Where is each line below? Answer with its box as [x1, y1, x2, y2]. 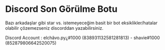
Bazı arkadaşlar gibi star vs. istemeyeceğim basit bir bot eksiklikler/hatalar [5, 20, 157, 26]
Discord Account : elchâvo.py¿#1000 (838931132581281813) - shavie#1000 [5, 35, 160, 41]
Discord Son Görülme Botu [5, 3, 117, 15]
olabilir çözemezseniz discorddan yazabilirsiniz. [5, 25, 103, 31]
